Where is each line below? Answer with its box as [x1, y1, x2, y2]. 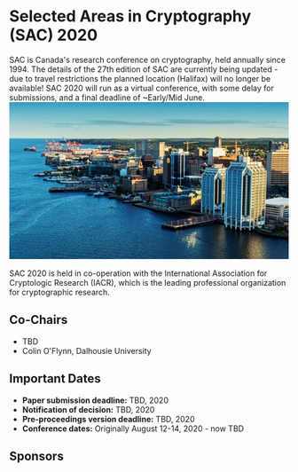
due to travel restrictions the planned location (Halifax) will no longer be [9, 73, 271, 83]
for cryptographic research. [9, 287, 111, 298]
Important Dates [9, 371, 101, 387]
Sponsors [9, 449, 64, 464]
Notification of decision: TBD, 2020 [21, 404, 155, 414]
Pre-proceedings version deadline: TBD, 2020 [21, 413, 195, 424]
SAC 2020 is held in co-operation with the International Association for [9, 268, 268, 279]
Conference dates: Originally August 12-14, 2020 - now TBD [21, 423, 245, 434]
